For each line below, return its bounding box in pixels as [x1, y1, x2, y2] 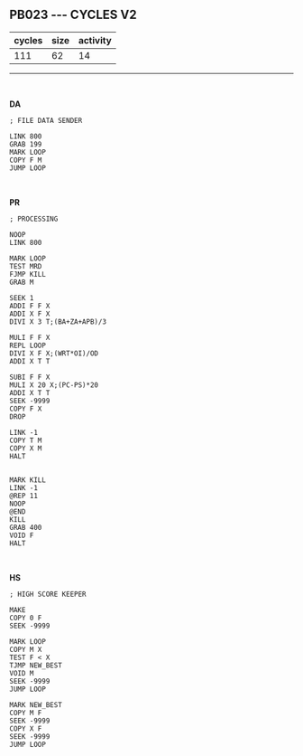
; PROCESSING [9, 214, 59, 223]
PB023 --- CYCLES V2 [9, 7, 137, 23]
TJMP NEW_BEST [9, 660, 63, 670]
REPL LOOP [9, 341, 47, 350]
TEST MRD [9, 261, 42, 270]
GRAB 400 [9, 523, 42, 532]
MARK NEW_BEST [9, 700, 63, 709]
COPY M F [9, 708, 42, 717]
